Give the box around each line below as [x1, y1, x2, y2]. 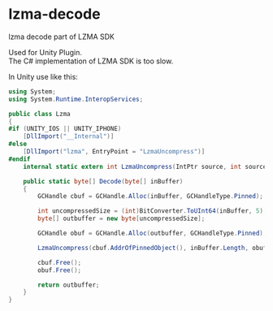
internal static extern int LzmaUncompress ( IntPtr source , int [23, 162, 242, 171]
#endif [8, 155, 31, 163]
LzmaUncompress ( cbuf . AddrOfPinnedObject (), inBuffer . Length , [37, 244, 249, 252]
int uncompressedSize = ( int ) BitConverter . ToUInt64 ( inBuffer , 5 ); [37, 207, 267, 215]
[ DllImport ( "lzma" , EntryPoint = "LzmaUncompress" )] [23, 148, 206, 156]
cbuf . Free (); [37, 258, 82, 266]
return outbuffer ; [37, 281, 100, 289]
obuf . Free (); [37, 266, 82, 274]
